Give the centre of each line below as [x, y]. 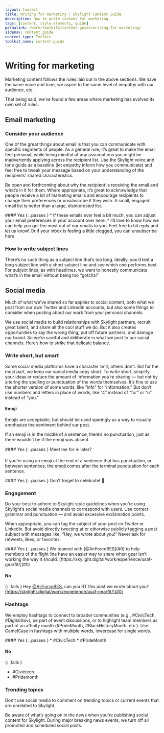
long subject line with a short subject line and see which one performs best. [82, 264]
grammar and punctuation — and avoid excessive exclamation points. [75, 514]
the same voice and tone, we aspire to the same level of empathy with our [80, 84]
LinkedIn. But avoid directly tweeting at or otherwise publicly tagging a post [81, 529]
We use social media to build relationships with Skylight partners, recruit [78, 322]
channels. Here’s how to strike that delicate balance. [58, 343]
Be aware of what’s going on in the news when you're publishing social [77, 715]
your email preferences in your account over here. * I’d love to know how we [82, 220]
